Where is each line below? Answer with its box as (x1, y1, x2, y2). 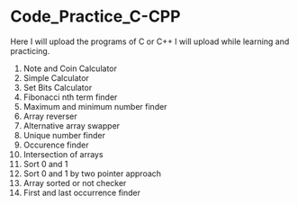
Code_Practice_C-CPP (10, 6, 181, 27)
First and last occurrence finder (23, 187, 141, 198)
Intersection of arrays (23, 148, 104, 159)
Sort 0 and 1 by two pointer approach (23, 168, 161, 179)
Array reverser (23, 111, 77, 121)
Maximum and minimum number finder (23, 101, 167, 111)
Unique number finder (23, 129, 106, 140)
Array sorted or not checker (23, 177, 127, 188)
